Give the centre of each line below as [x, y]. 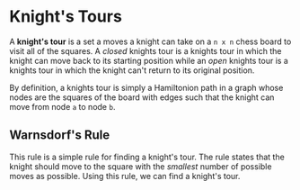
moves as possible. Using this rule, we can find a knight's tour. [125, 176]
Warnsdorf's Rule [60, 136]
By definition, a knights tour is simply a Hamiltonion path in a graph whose [146, 87]
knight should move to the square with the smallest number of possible [141, 166]
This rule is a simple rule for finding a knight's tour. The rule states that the [147, 157]
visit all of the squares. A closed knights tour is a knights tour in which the [146, 50]
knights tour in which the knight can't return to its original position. [132, 70]
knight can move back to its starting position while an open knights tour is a [149, 60]
